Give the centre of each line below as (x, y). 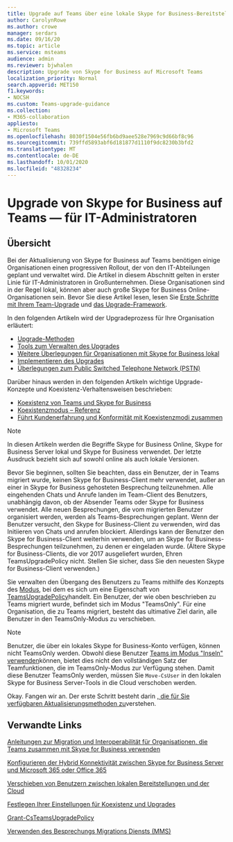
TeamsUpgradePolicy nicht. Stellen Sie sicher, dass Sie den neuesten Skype (116, 561)
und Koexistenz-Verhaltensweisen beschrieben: (104, 389)
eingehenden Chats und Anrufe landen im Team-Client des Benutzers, (107, 495)
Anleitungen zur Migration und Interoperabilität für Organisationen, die (107, 742)
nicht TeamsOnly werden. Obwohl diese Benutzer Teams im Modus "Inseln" (115, 653)
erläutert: (20, 325)
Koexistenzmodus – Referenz (59, 410)
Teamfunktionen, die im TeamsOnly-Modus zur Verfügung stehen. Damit (111, 668)
